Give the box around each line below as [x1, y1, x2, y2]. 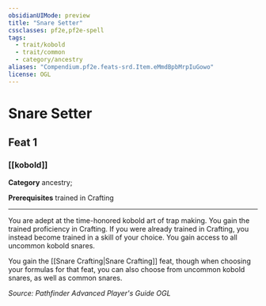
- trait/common [15, 48, 66, 56]
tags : [8, 33, 26, 42]
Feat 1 [8, 136, 38, 149]
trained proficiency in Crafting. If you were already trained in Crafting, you [8, 224, 249, 233]
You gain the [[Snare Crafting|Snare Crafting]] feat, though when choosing [8, 256, 251, 266]
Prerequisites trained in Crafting [8, 193, 115, 202]
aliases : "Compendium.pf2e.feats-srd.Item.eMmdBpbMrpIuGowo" [8, 63, 215, 71]
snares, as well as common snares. [8, 273, 123, 282]
